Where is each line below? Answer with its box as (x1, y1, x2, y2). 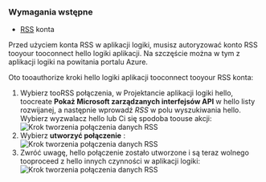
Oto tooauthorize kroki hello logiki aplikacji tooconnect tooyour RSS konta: (8, 73, 254, 83)
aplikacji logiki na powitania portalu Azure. (8, 57, 149, 67)
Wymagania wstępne (8, 6, 93, 18)
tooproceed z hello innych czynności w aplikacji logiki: (19, 156, 201, 166)
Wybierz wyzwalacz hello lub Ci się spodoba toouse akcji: (19, 114, 212, 123)
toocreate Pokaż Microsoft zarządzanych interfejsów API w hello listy (19, 97, 256, 107)
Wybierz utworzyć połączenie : (19, 131, 126, 140)
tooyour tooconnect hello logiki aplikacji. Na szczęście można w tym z (8, 49, 241, 59)
